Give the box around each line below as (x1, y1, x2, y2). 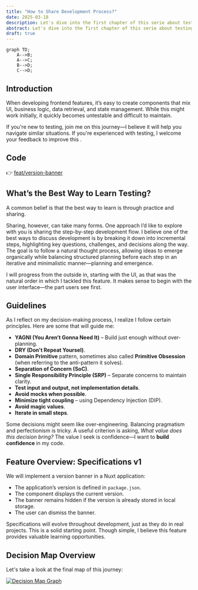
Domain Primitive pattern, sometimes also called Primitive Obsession (14, 353, 186, 360)
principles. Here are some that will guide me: (6, 323, 115, 330)
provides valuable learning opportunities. (6, 533, 106, 540)
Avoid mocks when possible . (14, 391, 87, 398)
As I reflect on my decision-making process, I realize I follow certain (6, 316, 171, 323)
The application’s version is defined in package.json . (14, 484, 141, 491)
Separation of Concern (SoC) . (14, 365, 89, 372)
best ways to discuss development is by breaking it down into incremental (6, 234, 186, 241)
